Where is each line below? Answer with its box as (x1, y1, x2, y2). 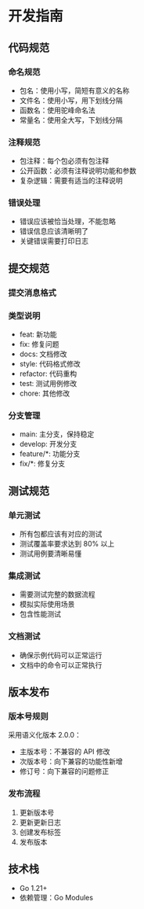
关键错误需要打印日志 (19, 237, 88, 246)
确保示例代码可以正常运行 (19, 650, 103, 660)
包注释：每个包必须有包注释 (19, 156, 110, 166)
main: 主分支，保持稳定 (19, 429, 95, 439)
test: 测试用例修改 (19, 379, 77, 388)
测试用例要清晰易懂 (19, 549, 82, 558)
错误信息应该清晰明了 (19, 226, 88, 236)
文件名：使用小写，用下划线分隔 (19, 95, 123, 105)
